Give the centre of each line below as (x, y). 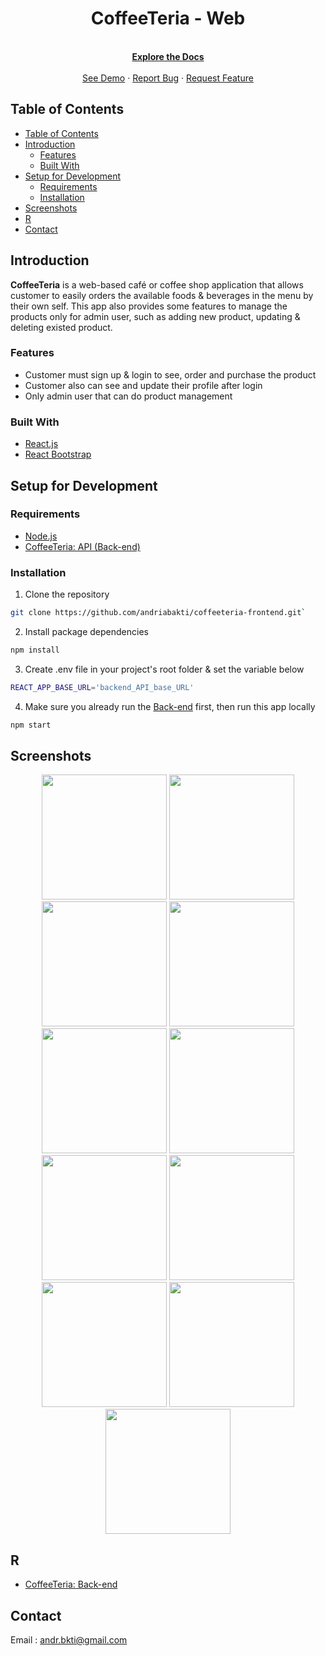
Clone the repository (67, 594)
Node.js (41, 536)
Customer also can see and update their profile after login (143, 385)
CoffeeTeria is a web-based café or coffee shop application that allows (157, 284)
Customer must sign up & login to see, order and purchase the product (170, 374)
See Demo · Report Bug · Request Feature (168, 78)
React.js (41, 444)
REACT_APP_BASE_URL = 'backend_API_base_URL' (102, 687)
